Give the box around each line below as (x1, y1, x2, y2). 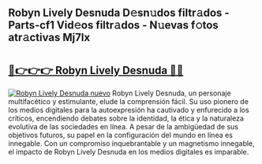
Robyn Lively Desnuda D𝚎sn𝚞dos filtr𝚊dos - (8, 6, 230, 20)
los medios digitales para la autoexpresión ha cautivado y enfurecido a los (8, 106, 250, 114)
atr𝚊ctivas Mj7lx (8, 31, 91, 44)
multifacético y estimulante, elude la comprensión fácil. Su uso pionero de (8, 97, 249, 106)
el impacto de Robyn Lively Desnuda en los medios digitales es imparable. (8, 147, 249, 156)
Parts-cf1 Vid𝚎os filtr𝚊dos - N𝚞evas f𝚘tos (8, 19, 219, 32)
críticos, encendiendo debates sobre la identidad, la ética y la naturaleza (8, 114, 245, 123)
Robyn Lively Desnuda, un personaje (111, 88, 231, 98)
